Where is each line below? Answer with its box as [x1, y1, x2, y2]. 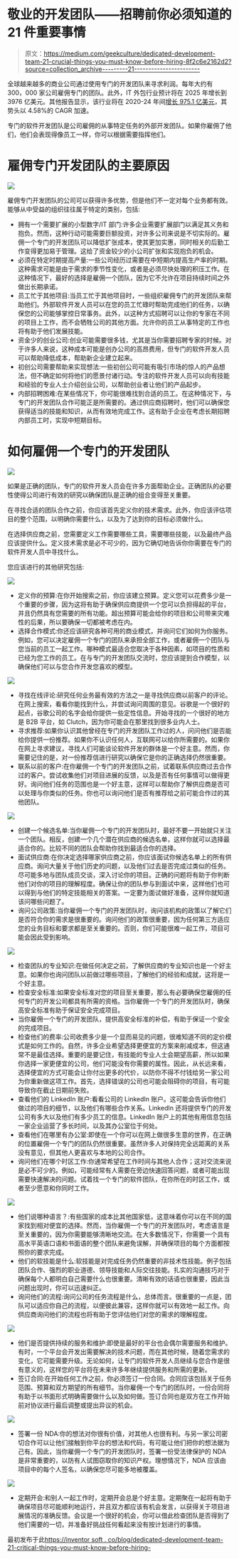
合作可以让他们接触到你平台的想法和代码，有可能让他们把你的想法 [23, 1438, 218, 1447]
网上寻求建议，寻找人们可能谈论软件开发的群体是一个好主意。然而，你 [23, 744, 230, 752]
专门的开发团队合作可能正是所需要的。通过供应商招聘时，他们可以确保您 [17, 398, 230, 406]
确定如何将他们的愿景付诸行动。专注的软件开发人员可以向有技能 [42, 371, 230, 379]
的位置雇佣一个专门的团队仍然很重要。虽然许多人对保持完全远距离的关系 [17, 1139, 230, 1148]
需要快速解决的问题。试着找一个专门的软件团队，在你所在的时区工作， [17, 1175, 224, 1183]
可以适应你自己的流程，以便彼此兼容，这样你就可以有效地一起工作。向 [23, 1301, 230, 1310]
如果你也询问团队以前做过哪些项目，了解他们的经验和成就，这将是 [30, 970, 224, 979]
